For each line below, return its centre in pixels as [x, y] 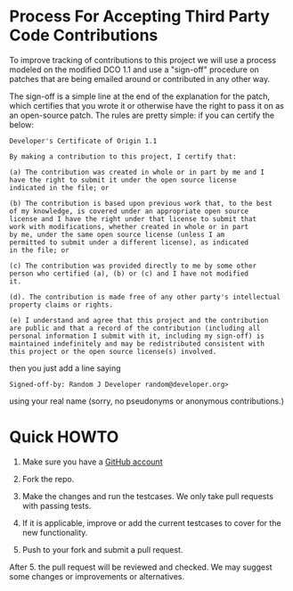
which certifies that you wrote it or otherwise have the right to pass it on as [147, 105]
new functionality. [55, 532]
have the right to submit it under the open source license [123, 180]
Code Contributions [84, 35]
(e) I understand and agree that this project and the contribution [139, 320]
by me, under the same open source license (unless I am [117, 234]
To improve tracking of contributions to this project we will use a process [143, 60]
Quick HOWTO [64, 437]
